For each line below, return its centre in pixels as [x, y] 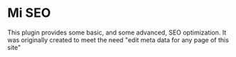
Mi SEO [29, 13]
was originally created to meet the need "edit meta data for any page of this [118, 39]
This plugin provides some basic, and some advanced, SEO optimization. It [117, 32]
